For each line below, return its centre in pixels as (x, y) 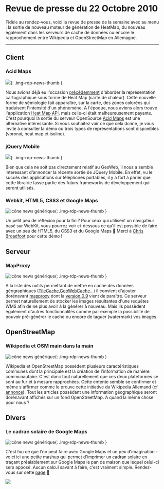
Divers (16, 417)
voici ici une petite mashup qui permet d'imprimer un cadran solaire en (76, 457)
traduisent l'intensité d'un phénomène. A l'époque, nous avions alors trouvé (82, 107)
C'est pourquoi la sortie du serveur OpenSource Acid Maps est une (73, 118)
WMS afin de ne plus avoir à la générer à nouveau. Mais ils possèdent (75, 306)
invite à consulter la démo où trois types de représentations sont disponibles (82, 128)
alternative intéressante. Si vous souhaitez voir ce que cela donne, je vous (80, 123)
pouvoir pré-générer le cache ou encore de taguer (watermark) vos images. (82, 317)
